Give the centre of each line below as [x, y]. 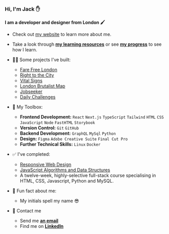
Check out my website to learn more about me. [62, 34]
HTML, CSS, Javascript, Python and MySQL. [67, 181]
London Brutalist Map [43, 86]
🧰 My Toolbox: [27, 107]
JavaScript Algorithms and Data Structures [65, 170]
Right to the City [37, 75]
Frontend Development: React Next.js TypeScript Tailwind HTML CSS [92, 117]
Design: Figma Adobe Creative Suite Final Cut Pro [74, 139]
